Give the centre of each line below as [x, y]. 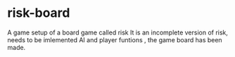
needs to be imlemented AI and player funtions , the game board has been [115, 39]
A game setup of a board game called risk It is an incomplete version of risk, [118, 32]
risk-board [39, 13]
